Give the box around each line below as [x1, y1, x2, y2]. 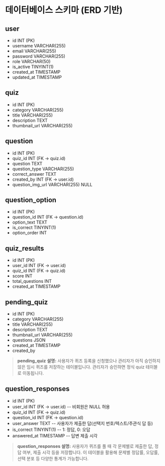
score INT [12, 273, 33, 279]
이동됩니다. [22, 370, 44, 376]
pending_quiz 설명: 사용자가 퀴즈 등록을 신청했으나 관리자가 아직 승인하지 [17, 358, 161, 364]
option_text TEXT [12, 219, 47, 225]
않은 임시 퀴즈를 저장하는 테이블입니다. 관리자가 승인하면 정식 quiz [17, 364, 145, 370]
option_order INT [12, 230, 47, 236]
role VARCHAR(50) [12, 59, 51, 64]
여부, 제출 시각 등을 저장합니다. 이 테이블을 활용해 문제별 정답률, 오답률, [22, 449, 160, 455]
